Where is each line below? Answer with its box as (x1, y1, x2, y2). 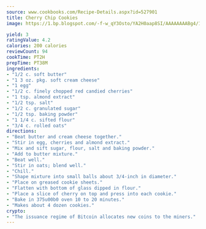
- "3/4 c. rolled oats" (6, 122, 67, 129)
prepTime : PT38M (6, 59, 48, 66)
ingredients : (6, 66, 40, 72)
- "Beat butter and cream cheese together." (6, 134, 122, 140)
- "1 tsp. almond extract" (6, 94, 75, 100)
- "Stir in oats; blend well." (6, 162, 86, 168)
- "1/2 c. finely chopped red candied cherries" (6, 88, 133, 95)
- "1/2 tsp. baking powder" (6, 111, 78, 117)
